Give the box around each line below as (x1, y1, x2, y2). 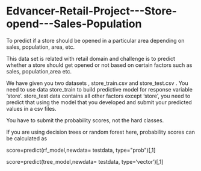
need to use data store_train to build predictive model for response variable (6, 85, 193, 93)
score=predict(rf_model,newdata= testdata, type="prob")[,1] (6, 146, 156, 154)
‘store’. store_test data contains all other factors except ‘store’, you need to (6, 92, 191, 99)
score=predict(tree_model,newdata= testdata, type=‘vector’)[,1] (6, 158, 164, 165)
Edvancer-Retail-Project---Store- (6, 4, 178, 18)
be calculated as (6, 134, 47, 142)
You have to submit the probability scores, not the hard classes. (6, 116, 164, 124)
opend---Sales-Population (6, 17, 142, 31)
